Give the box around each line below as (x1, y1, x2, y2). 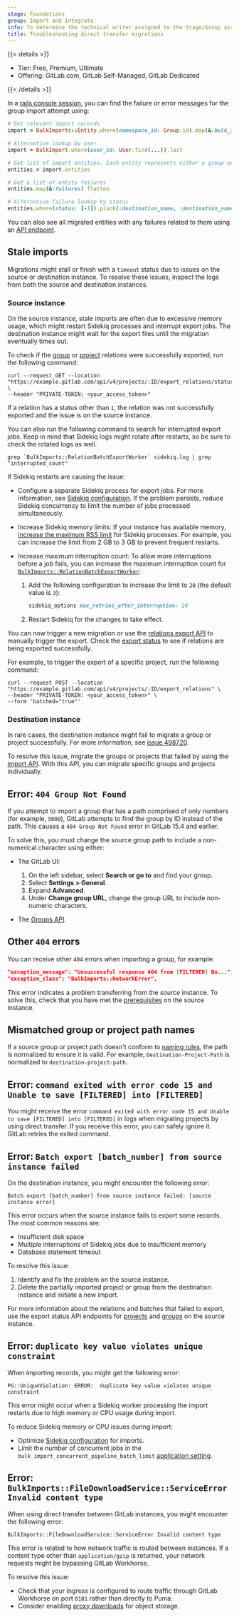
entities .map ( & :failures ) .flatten (7, 185, 110, 193)
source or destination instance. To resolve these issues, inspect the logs (7, 272, 219, 281)
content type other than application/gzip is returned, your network (7, 1551, 206, 1559)
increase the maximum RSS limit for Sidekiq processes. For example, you (17, 531, 232, 539)
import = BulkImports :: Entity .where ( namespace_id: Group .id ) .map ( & (7, 127, 212, 134)
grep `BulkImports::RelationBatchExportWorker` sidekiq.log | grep (7, 454, 212, 461)
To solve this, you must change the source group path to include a (7, 836, 201, 845)
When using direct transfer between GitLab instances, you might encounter (7, 1509, 228, 1518)
